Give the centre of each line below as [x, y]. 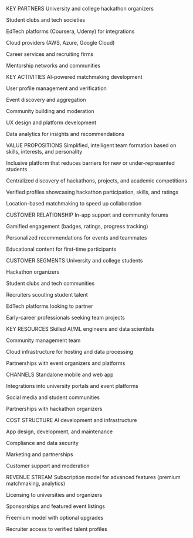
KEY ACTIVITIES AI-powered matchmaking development [74, 77]
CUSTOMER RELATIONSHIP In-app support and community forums [87, 215]
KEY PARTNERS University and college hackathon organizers [80, 9]
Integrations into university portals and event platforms [72, 386]
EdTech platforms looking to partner [50, 306]
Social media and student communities [53, 397]
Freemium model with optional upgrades [55, 518]
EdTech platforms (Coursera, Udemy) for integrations [70, 31]
